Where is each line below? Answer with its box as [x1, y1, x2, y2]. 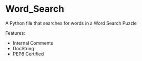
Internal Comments [12, 39, 53, 46]
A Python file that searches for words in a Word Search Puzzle [5, 20, 137, 26]
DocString [12, 45, 34, 51]
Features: [5, 30, 26, 36]
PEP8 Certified [12, 51, 44, 57]
